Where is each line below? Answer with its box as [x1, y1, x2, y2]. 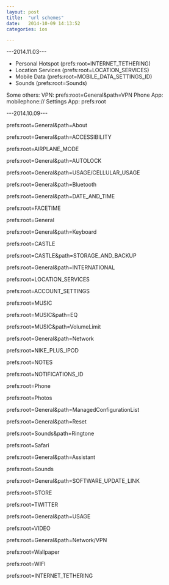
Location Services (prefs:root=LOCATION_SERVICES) [15, 67, 149, 74]
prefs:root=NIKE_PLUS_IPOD [6, 347, 79, 354]
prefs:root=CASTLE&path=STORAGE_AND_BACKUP [6, 252, 137, 259]
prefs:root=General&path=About [6, 122, 87, 129]
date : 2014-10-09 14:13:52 [6, 20, 81, 26]
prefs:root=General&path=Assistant [6, 453, 96, 461]
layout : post [6, 9, 40, 15]
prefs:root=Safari [6, 442, 50, 449]
